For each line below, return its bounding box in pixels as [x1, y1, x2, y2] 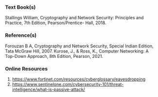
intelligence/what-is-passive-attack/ [12, 86, 85, 92]
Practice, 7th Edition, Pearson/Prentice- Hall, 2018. [5, 20, 106, 26]
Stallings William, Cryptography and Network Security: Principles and [5, 15, 144, 21]
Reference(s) [5, 32, 37, 39]
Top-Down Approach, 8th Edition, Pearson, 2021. [5, 53, 104, 59]
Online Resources [5, 65, 48, 72]
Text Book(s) [5, 4, 36, 11]
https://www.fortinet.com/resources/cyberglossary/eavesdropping [12, 76, 146, 82]
